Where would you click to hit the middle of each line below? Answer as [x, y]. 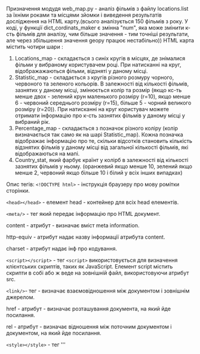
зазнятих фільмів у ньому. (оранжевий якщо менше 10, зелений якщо [104, 166]
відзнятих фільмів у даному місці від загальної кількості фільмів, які [101, 147]
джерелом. [20, 297]
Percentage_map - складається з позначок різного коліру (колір [96, 128]
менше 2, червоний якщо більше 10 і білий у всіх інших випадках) [99, 173]
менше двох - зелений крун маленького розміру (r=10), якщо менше [103, 96]
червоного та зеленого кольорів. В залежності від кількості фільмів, [102, 84]
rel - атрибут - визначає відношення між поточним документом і [89, 326]
